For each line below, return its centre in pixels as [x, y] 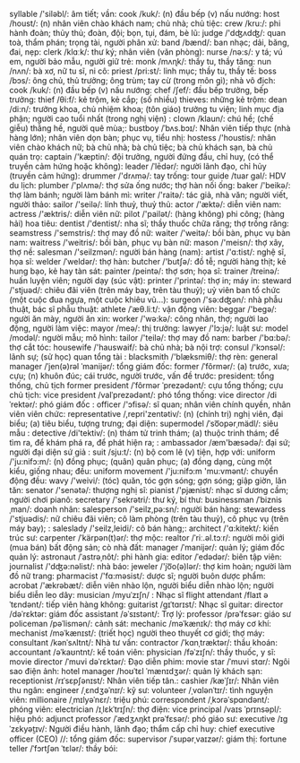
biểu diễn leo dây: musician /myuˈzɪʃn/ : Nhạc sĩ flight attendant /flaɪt [136, 595]
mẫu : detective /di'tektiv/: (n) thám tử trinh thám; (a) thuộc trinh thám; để [144, 433]
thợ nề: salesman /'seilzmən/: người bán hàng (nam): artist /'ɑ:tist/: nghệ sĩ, [148, 252]
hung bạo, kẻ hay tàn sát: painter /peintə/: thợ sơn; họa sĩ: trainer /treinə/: [145, 271]
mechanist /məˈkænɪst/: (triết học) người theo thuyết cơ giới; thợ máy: [137, 633]
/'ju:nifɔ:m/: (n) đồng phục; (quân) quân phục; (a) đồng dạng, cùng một [141, 461]
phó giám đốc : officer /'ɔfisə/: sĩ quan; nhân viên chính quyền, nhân [165, 404]
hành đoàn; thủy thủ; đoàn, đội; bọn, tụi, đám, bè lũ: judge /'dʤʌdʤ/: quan [148, 33]
